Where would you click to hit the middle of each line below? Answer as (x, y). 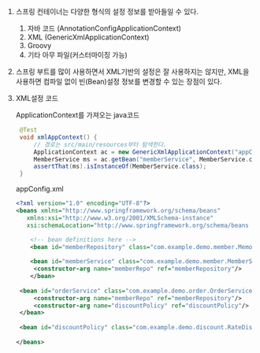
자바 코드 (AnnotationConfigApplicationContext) (104, 28)
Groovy (39, 45)
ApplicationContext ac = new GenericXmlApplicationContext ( (134, 152)
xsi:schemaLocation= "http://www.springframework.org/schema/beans (138, 225)
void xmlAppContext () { (58, 137)
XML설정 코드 (37, 98)
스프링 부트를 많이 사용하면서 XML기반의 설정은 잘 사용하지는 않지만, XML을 (132, 72)
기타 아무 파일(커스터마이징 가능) (77, 55)
